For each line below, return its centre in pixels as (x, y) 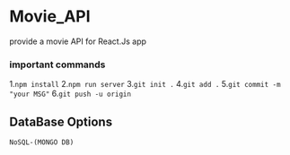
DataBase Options (61, 121)
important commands (57, 65)
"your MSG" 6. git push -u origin (70, 94)
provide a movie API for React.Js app (78, 41)
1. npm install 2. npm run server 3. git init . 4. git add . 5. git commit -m (145, 84)
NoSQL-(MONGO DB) (42, 142)
